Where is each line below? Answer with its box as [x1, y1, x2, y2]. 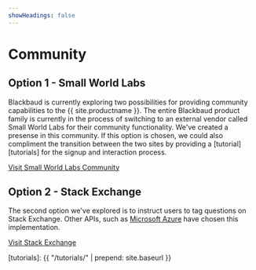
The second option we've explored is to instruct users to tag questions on [8, 206, 247, 216]
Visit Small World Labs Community [8, 162, 120, 172]
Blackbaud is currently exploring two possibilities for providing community [8, 97, 249, 107]
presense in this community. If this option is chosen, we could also [8, 130, 224, 140]
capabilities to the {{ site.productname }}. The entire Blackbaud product [8, 105, 240, 115]
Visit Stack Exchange [8, 238, 77, 247]
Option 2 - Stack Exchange [8, 185, 141, 199]
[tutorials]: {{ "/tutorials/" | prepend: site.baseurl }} [8, 253, 171, 263]
